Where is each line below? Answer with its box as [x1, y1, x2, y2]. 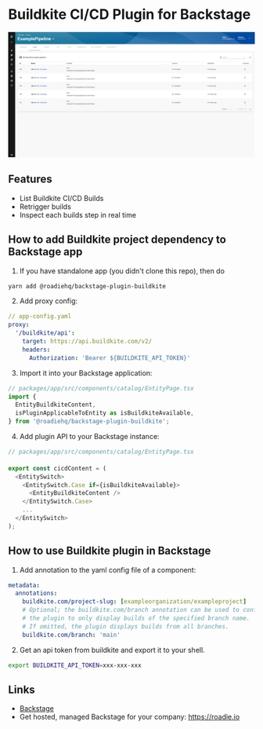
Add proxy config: [19, 296, 78, 306]
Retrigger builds [19, 202, 72, 211]
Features [8, 173, 52, 186]
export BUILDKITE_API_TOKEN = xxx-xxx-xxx [8, 661, 142, 669]
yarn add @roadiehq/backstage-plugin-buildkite [8, 282, 167, 290]
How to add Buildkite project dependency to [8, 233, 227, 247]
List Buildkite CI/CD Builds [19, 193, 104, 203]
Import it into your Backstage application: [19, 368, 153, 378]
